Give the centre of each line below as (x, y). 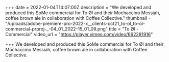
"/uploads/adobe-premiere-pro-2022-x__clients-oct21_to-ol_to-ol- (75, 23)
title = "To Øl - (124, 29)
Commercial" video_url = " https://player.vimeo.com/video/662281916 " (79, 34)
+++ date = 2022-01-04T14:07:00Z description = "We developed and (78, 7)
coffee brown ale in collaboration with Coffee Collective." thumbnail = (78, 18)
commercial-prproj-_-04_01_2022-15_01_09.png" (57, 29)
